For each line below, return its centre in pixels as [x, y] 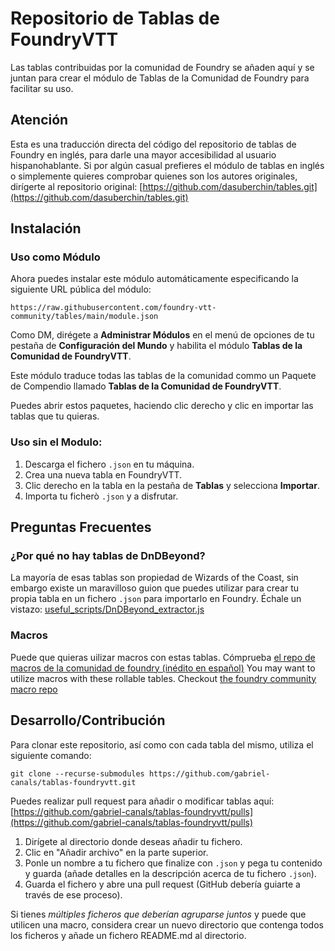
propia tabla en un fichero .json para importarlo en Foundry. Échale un [156, 599]
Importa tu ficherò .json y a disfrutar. [101, 496]
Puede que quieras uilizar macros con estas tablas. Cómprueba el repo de [163, 657]
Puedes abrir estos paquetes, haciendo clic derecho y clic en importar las [162, 406]
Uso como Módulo [55, 257]
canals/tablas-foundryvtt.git [73, 782]
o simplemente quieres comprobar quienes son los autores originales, [154, 176]
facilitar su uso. [42, 88]
